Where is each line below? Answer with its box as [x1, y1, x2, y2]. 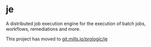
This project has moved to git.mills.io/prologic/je [6, 36, 108, 42]
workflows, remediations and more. [6, 26, 81, 32]
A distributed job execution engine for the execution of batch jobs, [6, 20, 146, 27]
